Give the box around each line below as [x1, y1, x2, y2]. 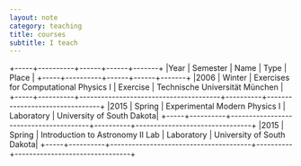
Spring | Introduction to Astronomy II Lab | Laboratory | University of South [9, 129, 286, 140]
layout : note [9, 13, 58, 22]
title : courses [9, 30, 66, 39]
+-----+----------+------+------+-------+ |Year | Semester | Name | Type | [9, 63, 288, 74]
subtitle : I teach [9, 38, 78, 48]
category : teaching [9, 22, 83, 31]
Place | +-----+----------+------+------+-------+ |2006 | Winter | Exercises [9, 73, 290, 83]
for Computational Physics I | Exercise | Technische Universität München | [9, 82, 284, 92]
